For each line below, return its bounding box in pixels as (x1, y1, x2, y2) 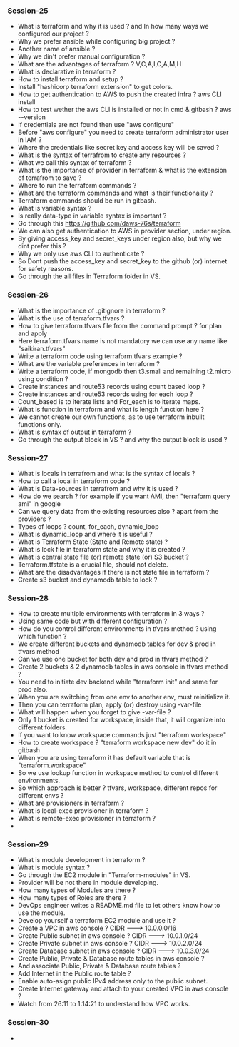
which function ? (17, 632, 67, 641)
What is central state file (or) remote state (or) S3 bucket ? (17, 552, 189, 561)
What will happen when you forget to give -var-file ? (17, 708, 171, 717)
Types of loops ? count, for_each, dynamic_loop (17, 522, 159, 530)
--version (17, 113, 46, 121)
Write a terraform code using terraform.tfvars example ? (17, 352, 183, 360)
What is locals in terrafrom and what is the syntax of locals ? (17, 469, 195, 477)
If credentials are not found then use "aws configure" (17, 121, 175, 129)
